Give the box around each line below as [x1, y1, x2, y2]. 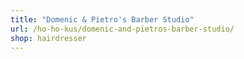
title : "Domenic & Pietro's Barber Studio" [10, 14, 195, 25]
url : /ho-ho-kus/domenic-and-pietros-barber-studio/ [10, 24, 235, 34]
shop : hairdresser [10, 33, 87, 43]
